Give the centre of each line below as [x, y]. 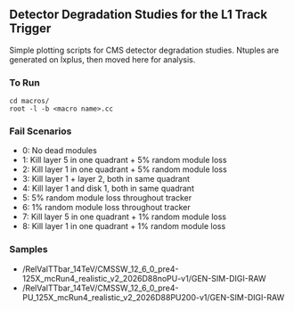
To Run [24, 82]
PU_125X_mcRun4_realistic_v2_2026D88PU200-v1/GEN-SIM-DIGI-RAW [153, 297]
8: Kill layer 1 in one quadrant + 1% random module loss [124, 226]
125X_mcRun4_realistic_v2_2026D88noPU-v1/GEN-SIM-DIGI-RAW [144, 278]
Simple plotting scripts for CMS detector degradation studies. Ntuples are [144, 50]
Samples [29, 250]
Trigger [30, 29]
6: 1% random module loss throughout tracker [106, 208]
